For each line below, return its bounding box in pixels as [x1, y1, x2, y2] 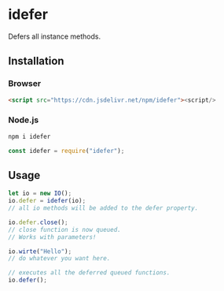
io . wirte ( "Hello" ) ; [8, 247, 72, 256]
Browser [8, 78, 42, 89]
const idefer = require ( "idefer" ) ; [8, 147, 125, 155]
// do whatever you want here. [8, 255, 111, 263]
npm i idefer [8, 132, 51, 140]
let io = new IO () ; [8, 189, 72, 198]
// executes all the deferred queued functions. [8, 269, 171, 277]
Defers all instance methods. [8, 32, 101, 41]
